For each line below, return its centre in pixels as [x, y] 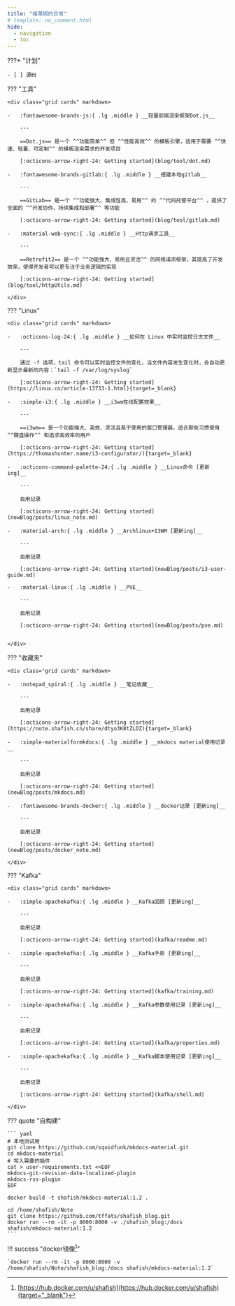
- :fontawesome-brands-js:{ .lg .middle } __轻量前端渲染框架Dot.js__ [111, 116]
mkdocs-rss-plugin [34, 1179]
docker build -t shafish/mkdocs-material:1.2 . [78, 1198]
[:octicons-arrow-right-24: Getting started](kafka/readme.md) [114, 940]
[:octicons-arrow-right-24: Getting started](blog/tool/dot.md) [115, 162]
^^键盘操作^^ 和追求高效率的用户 [49, 435]
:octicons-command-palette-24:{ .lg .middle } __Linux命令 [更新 [115, 467]
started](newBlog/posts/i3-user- [178, 569]
